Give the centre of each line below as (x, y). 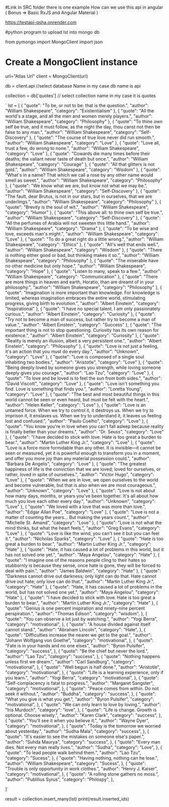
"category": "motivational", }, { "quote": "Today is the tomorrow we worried (83, 726)
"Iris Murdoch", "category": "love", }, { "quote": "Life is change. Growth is (81, 710)
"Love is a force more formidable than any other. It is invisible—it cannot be (83, 448)
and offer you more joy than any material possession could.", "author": (78, 458)
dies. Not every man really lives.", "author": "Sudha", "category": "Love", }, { (84, 747)
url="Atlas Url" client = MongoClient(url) (47, 76)
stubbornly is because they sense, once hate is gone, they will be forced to (83, 565)
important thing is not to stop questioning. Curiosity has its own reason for (82, 330)
